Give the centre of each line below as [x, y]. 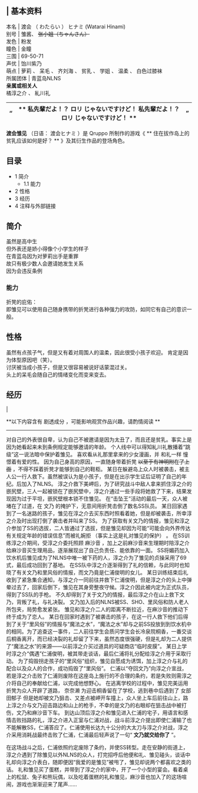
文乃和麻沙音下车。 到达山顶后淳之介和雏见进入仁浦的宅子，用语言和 [100, 713]
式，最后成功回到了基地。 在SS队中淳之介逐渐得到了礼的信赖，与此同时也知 [98, 565]
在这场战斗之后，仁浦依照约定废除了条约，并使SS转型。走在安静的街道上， [97, 748]
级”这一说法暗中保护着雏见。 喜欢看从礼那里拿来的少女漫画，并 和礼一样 [94, 455]
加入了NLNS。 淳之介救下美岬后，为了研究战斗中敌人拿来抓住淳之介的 [107, 484]
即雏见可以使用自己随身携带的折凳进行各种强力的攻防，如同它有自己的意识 [96, 309]
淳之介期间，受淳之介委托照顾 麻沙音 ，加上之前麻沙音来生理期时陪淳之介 [100, 543]
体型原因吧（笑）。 [33, 360]
